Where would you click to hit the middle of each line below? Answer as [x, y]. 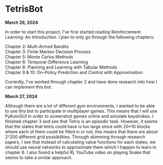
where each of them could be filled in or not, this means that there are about [81, 131]
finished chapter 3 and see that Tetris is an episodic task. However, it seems [81, 121]
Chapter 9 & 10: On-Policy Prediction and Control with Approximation [74, 72]
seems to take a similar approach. [39, 157]
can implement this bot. [29, 87]
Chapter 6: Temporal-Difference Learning [47, 62]
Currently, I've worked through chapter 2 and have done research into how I [81, 82]
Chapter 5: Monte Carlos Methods [39, 56]
